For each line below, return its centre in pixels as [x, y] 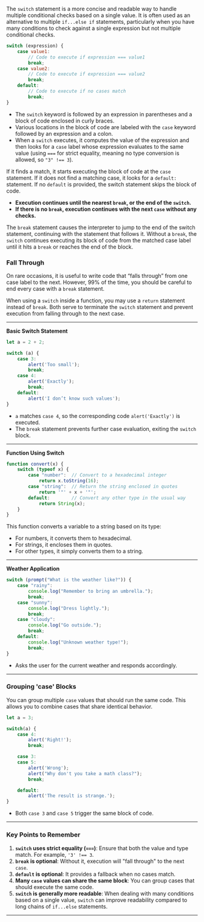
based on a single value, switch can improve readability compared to [101, 900]
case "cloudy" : [36, 620]
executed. [28, 422]
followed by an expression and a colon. [64, 133]
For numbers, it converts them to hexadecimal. [73, 538]
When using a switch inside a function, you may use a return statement [96, 300]
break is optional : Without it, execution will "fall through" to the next [100, 861]
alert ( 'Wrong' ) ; [49, 768]
